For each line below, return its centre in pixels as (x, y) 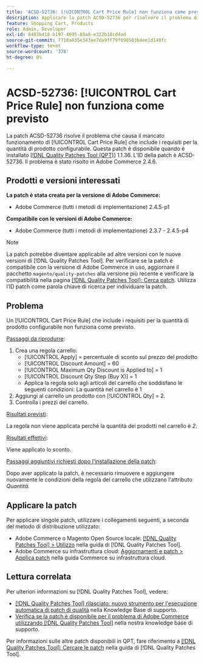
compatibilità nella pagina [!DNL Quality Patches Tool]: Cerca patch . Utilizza (101, 280)
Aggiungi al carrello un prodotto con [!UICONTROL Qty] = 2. (90, 396)
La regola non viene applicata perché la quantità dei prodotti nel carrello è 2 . (102, 426)
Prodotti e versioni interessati (63, 180)
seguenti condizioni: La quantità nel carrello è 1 (83, 389)
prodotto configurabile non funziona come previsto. (71, 327)
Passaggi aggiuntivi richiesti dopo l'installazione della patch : (82, 461)
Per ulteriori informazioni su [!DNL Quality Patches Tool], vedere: (87, 591)
